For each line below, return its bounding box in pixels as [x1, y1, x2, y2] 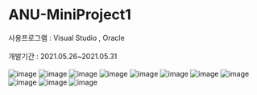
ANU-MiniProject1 [8, 6, 131, 24]
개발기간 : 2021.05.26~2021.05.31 [8, 51, 118, 61]
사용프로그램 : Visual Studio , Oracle [8, 33, 125, 42]
